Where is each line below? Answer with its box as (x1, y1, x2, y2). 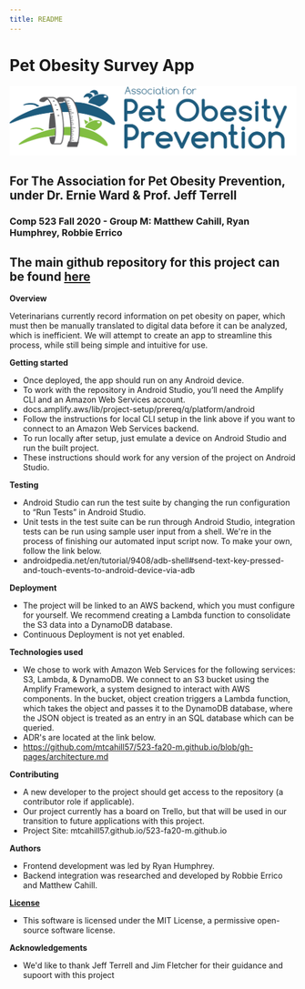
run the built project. (22, 442, 100, 454)
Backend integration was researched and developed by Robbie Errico (22, 870, 283, 882)
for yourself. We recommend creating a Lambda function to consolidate (22, 610, 291, 621)
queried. (22, 722, 55, 733)
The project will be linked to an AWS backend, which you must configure (22, 600, 296, 611)
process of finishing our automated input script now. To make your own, (22, 536, 293, 547)
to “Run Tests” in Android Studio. (22, 507, 147, 518)
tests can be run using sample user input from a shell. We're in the (22, 526, 271, 537)
